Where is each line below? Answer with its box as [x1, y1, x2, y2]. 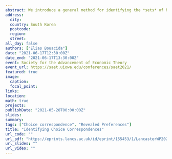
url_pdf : [5, 136, 24, 142]
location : [5, 93, 27, 98]
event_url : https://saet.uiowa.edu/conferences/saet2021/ [5, 65, 132, 70]
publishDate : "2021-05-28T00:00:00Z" [5, 108, 86, 113]
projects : [5, 103, 27, 108]
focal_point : [10, 84, 38, 89]
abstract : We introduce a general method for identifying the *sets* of [5, 7, 164, 13]
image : [5, 74, 19, 79]
